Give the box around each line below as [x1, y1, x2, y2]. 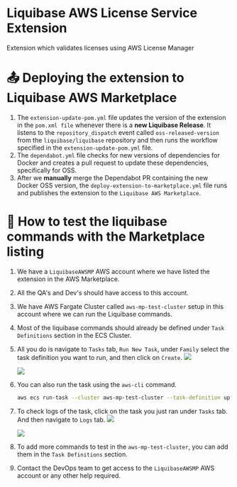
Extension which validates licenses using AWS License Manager [6, 43, 194, 52]
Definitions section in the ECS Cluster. [16, 331, 132, 339]
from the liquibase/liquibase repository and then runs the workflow [16, 136, 218, 144]
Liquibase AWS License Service [6, 5, 198, 21]
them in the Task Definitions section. [16, 449, 128, 459]
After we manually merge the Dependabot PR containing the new [16, 173, 209, 182]
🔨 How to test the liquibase [6, 214, 167, 230]
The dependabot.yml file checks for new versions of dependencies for [16, 151, 221, 159]
